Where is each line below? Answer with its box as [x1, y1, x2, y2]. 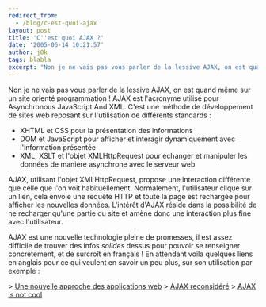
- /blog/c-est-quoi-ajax [15, 19, 97, 27]
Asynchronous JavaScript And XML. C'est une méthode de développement [8, 102, 253, 111]
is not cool [8, 290, 43, 299]
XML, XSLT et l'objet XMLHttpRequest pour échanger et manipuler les [19, 151, 248, 160]
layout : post [8, 26, 51, 34]
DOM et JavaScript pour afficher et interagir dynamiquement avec [19, 134, 236, 144]
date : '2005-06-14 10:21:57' [8, 41, 104, 49]
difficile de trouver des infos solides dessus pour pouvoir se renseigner [8, 240, 241, 250]
